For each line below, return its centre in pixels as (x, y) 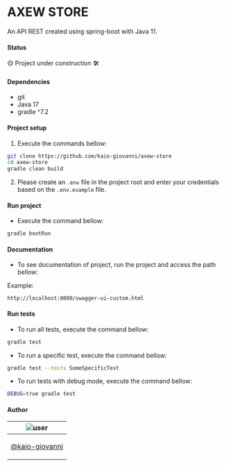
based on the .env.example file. (62, 190)
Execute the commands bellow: (62, 143)
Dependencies (29, 81)
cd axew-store (28, 163)
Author (18, 409)
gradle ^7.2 (33, 112)
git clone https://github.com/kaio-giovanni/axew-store (89, 156)
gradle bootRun (29, 233)
